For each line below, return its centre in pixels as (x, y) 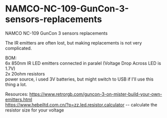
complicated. (19, 48)
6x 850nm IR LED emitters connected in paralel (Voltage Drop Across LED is (83, 63)
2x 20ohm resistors (25, 73)
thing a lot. (16, 84)
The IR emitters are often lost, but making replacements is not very (74, 42)
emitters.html (19, 99)
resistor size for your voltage (35, 110)
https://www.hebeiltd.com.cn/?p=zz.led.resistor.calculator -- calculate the (81, 104)
